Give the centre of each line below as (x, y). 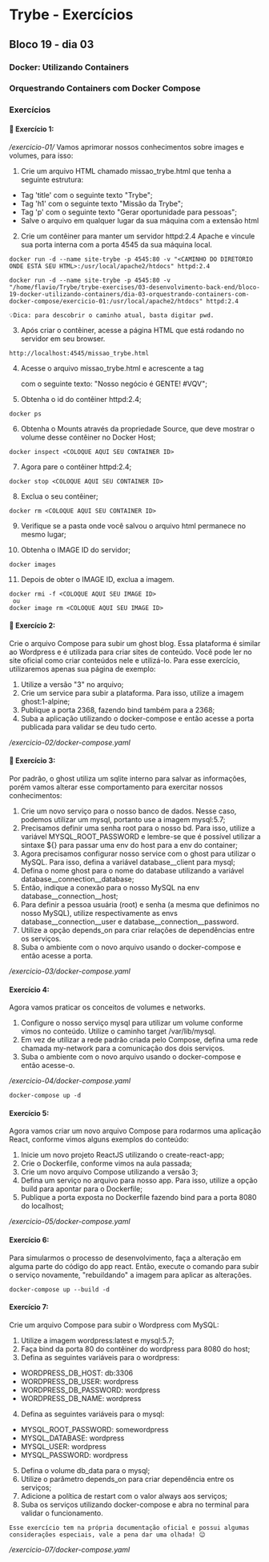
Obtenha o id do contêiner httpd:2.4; (81, 399)
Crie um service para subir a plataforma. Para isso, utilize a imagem (132, 693)
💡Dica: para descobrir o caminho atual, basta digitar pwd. (112, 315)
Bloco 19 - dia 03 (52, 44)
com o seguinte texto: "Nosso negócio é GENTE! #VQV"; (114, 383)
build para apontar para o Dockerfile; (82, 1189)
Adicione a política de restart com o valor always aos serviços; (124, 1496)
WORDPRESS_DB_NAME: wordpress (81, 1398)
